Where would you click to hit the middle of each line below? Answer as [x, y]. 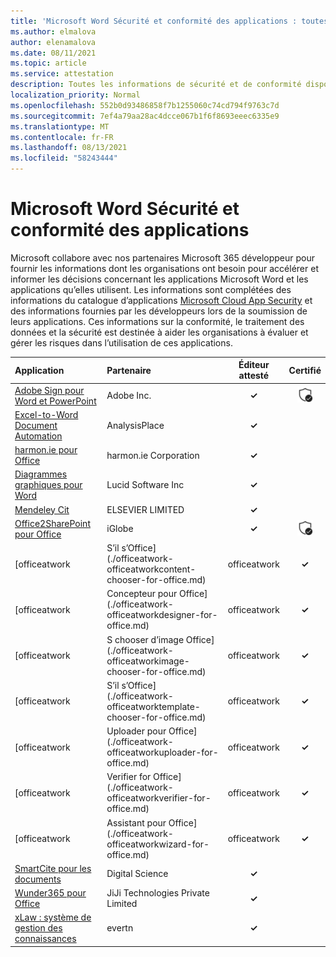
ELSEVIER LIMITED [145, 509]
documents [38, 879]
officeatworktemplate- [153, 706]
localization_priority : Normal [75, 95]
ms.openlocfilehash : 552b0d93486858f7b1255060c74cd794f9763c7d [145, 105]
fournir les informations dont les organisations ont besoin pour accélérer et [164, 268]
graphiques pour [48, 485]
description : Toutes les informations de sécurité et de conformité [156, 85]
